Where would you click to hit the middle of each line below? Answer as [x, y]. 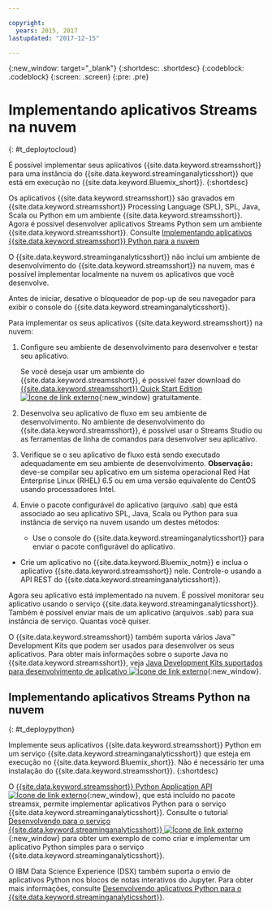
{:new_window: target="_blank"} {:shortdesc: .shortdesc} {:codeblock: [127, 68]
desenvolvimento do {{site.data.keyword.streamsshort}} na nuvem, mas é [132, 265]
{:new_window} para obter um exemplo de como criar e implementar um [130, 839]
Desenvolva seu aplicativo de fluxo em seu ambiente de [113, 413]
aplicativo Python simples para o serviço [76, 847]
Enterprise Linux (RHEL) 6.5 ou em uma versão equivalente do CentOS [138, 481]
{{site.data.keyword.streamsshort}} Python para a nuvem [104, 241]
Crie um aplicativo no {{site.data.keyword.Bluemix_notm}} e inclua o [134, 563]
